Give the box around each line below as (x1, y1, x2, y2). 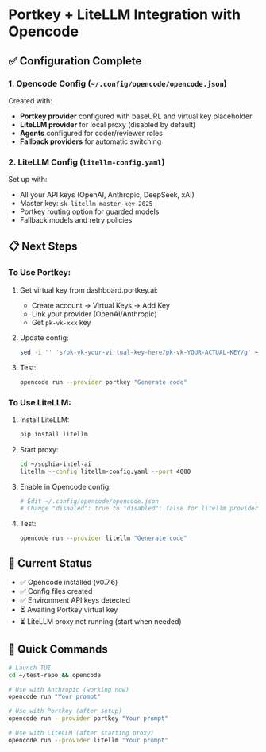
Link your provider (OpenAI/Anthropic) (31, 308, 157, 319)
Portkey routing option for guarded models (19, 207, 160, 216)
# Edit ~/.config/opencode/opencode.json (19, 497, 159, 506)
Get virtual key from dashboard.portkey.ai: (19, 285, 159, 295)
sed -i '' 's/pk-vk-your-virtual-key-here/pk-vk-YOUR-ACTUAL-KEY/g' (19, 348, 252, 356)
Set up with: (8, 175, 48, 184)
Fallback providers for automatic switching (19, 137, 162, 146)
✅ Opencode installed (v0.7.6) (19, 577, 118, 587)
